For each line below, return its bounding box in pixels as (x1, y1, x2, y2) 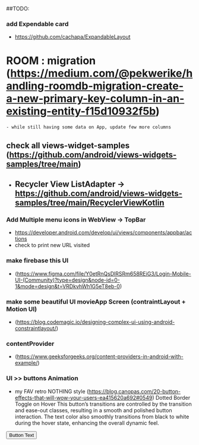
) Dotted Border (152, 394, 191, 401)
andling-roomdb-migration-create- (6, 80, 184, 93)
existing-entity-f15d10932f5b (6, 105, 156, 118)
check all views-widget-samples (6, 140, 129, 150)
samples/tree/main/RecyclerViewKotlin (14, 198, 165, 208)
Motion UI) (6, 305, 37, 313)
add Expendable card (6, 20, 69, 28)
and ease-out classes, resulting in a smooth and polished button (14, 406, 172, 414)
